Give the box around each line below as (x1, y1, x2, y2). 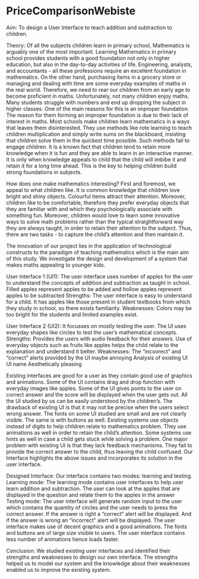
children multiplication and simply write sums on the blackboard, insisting (6, 130, 186, 138)
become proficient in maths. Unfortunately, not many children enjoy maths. (6, 92, 189, 100)
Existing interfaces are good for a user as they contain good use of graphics (6, 371, 192, 379)
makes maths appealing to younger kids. (6, 261, 106, 268)
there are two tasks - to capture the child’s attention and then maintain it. (6, 231, 184, 238)
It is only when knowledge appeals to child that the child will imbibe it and (6, 156, 187, 163)
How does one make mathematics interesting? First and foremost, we (6, 180, 176, 187)
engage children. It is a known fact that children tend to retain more (6, 143, 171, 150)
